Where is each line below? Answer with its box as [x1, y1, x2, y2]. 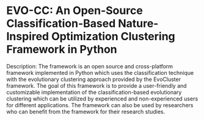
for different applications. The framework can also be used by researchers [6, 101, 194, 108]
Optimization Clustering [51, 30, 175, 43]
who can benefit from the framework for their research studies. [6, 108, 166, 115]
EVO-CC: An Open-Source [6, 4, 144, 18]
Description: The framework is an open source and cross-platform [6, 62, 173, 70]
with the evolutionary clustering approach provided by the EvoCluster [6, 76, 181, 83]
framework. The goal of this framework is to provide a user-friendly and [6, 82, 188, 89]
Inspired [6, 30, 49, 43]
